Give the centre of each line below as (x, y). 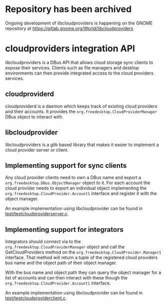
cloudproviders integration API (70, 49)
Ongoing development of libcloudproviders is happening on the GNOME (79, 23)
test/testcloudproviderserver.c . (37, 214)
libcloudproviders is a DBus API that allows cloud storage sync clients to (79, 62)
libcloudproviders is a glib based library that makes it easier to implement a (82, 144)
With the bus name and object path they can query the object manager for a (83, 272)
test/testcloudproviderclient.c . (36, 298)
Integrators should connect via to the (43, 241)
